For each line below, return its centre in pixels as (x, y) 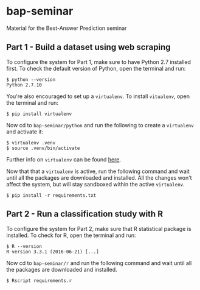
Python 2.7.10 (24, 85)
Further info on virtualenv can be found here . (64, 159)
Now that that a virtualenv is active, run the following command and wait (98, 171)
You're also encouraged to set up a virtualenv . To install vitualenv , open (98, 96)
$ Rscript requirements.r (39, 281)
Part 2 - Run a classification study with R (84, 214)
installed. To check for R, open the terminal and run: (71, 235)
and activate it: (25, 132)
